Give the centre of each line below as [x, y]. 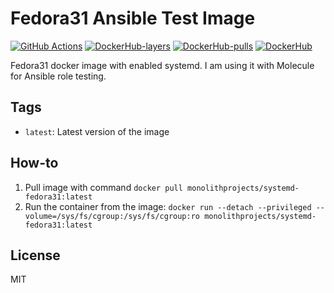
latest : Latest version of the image [97, 131]
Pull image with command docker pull [103, 187]
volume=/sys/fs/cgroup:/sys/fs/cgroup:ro [112, 216]
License [35, 255]
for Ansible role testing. [58, 76]
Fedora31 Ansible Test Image [133, 18]
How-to [34, 163]
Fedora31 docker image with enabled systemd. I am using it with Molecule [162, 65]
